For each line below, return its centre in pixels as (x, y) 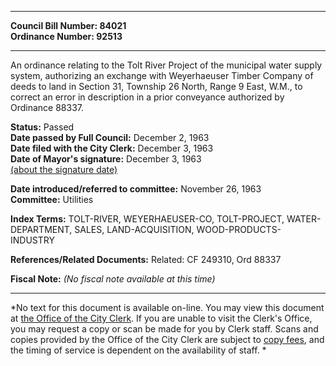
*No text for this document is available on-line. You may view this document (167, 307)
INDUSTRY (32, 240)
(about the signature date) (64, 169)
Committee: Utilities (52, 199)
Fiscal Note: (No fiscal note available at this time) (113, 279)
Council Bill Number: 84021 (68, 25)
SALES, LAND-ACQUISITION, (134, 229)
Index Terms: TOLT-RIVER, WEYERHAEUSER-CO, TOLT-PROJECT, (147, 219)
